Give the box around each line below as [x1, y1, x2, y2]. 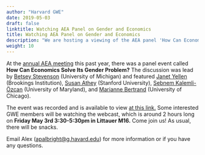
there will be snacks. [6, 123, 59, 131]
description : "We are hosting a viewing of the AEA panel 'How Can [6, 37, 182, 43]
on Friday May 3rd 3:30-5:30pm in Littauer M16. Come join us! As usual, [6, 117, 191, 124]
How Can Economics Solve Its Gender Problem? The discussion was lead [6, 66, 193, 73]
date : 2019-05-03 [6, 15, 51, 21]
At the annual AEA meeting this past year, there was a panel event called [6, 59, 189, 67]
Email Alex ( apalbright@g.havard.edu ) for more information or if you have [6, 135, 191, 142]
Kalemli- [175, 79, 196, 86]
